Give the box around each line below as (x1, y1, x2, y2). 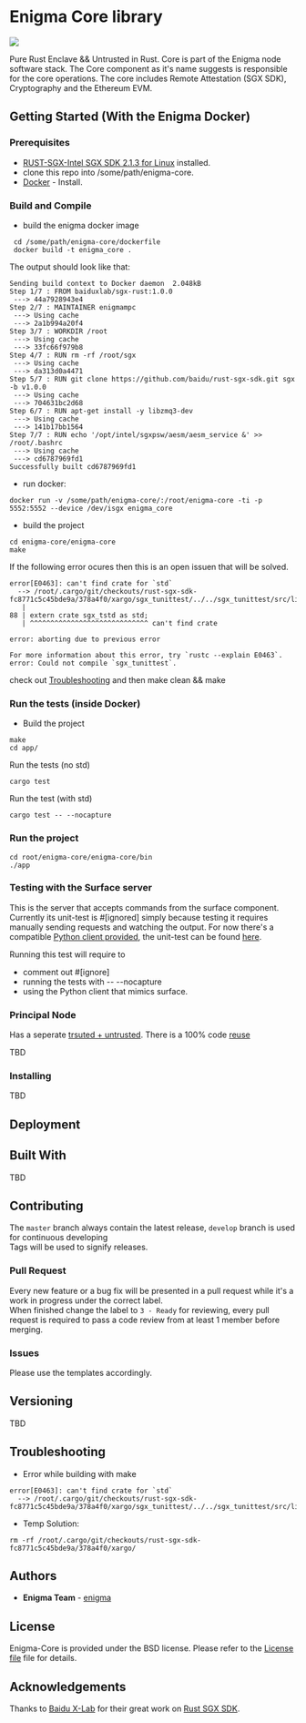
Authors (9, 1568, 57, 1584)
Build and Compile (9, 199, 92, 211)
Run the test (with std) (9, 793, 93, 804)
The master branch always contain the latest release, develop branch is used (9, 1222, 296, 1233)
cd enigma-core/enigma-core (9, 537, 117, 546)
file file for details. (9, 1653, 77, 1664)
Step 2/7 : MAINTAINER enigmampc (9, 302, 137, 311)
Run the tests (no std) (9, 760, 91, 770)
